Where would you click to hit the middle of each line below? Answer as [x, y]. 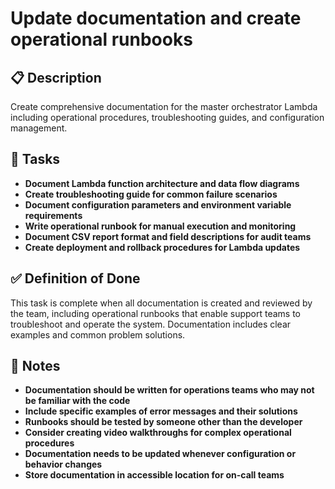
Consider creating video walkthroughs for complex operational [158, 433]
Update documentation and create [156, 18]
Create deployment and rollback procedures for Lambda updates [162, 247]
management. [39, 128]
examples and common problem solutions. [98, 334]
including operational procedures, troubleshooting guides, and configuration [167, 117]
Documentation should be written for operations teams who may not [169, 390]
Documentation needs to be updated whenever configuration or [160, 454]
